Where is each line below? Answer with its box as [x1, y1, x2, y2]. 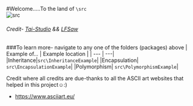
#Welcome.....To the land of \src [6, 5, 87, 12]
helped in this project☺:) [6, 81, 67, 89]
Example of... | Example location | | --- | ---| [6, 51, 115, 58]
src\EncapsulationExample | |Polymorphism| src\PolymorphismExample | [6, 63, 179, 70]
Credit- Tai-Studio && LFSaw [6, 25, 79, 33]
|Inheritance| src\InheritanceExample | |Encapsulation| [6, 57, 139, 64]
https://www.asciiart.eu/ [14, 93, 75, 100]
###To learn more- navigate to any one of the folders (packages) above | [6, 44, 188, 51]
